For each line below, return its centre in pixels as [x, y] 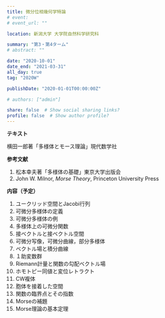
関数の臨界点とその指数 [44, 294]
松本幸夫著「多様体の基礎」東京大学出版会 [68, 172]
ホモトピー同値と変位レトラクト [55, 271]
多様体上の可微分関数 [42, 226]
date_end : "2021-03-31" [37, 67]
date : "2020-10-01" [31, 61]
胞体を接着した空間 [39, 286]
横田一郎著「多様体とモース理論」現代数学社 [62, 146]
